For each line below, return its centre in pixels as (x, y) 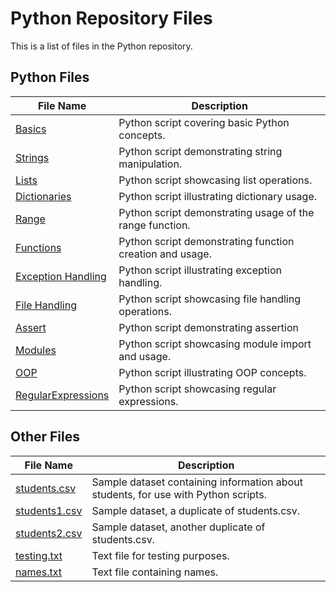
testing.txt (39, 555)
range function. (154, 225)
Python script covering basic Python (204, 122)
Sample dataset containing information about (197, 482)
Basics (31, 129)
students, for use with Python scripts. (179, 494)
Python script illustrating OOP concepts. (212, 372)
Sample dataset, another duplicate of (178, 527)
